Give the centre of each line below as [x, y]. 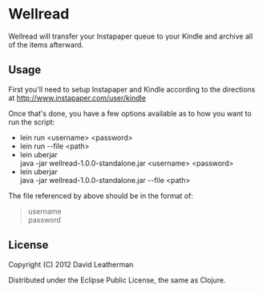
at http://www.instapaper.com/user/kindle [77, 98]
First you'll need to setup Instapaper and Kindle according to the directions [132, 89]
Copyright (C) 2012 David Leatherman [71, 264]
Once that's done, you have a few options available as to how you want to [130, 113]
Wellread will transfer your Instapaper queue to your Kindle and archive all [131, 36]
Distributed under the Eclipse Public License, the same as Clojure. [117, 280]
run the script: [32, 122]
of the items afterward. [46, 44]
